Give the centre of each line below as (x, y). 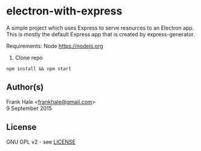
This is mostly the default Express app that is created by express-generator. (101, 34)
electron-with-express (64, 11)
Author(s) (25, 87)
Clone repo (29, 57)
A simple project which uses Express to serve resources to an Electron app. (100, 28)
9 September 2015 (29, 108)
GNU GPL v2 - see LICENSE (41, 142)
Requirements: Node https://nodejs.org (55, 46)
